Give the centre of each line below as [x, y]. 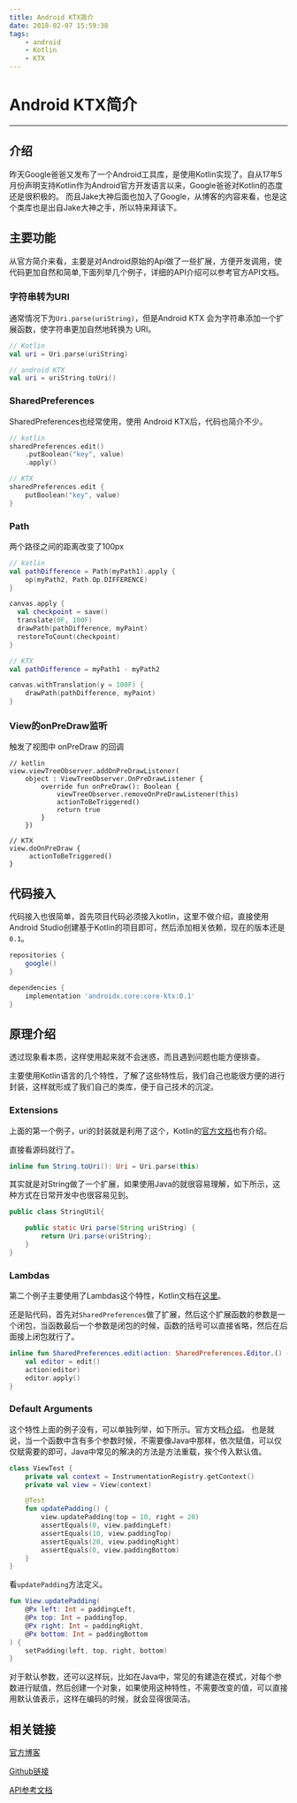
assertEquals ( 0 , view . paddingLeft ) [107, 1526]
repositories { [37, 955]
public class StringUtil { [57, 1212]
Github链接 [29, 1771]
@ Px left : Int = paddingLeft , [81, 1610]
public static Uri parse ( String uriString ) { [110, 1228]
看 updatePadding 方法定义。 [58, 1584]
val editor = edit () [63, 1362]
